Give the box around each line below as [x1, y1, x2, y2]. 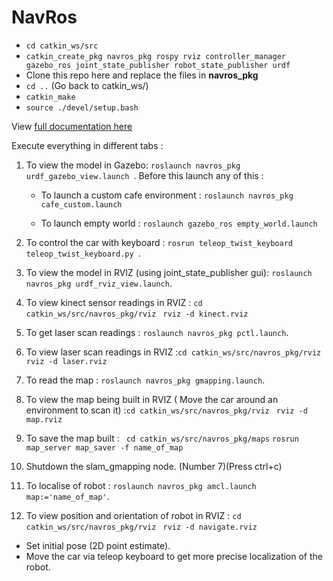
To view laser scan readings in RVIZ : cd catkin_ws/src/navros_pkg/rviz [25, 346, 322, 358]
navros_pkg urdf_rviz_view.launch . [25, 277, 173, 289]
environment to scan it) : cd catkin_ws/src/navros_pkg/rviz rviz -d [25, 404, 308, 416]
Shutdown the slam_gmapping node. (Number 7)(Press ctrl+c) [25, 460, 283, 472]
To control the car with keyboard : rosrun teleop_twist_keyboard [25, 236, 294, 248]
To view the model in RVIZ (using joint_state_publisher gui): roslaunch [25, 266, 313, 278]
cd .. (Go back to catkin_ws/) [25, 79, 149, 91]
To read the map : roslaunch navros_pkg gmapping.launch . [25, 374, 266, 386]
